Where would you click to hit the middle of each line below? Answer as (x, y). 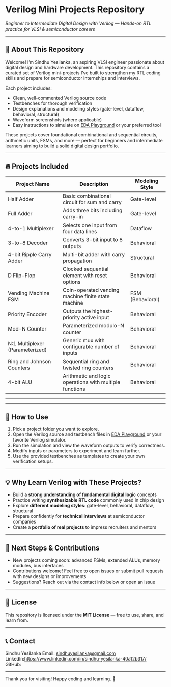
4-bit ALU (20, 382)
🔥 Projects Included (37, 167)
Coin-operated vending (91, 290)
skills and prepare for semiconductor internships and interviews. (73, 78)
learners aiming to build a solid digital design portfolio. (62, 146)
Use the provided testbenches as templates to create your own (79, 456)
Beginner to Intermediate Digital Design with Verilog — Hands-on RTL (78, 23)
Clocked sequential (86, 269)
